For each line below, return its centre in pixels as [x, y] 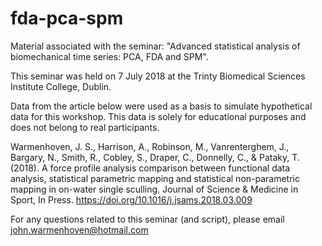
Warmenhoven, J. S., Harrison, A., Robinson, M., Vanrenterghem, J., [150, 146]
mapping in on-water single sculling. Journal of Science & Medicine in [154, 189]
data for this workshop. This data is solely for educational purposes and [158, 116]
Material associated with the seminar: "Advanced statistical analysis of [155, 46]
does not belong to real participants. [85, 127]
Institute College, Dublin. [61, 86]
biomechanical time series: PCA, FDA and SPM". [109, 56]
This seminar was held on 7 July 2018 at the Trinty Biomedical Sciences [158, 76]
